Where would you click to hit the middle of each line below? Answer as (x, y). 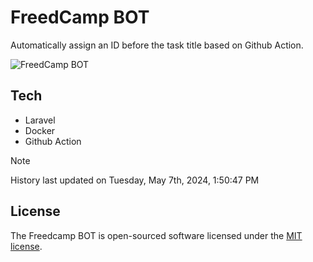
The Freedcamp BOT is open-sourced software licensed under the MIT (156, 235)
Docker (40, 130)
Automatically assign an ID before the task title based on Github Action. (157, 45)
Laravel (40, 120)
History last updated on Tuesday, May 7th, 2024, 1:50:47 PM (135, 180)
